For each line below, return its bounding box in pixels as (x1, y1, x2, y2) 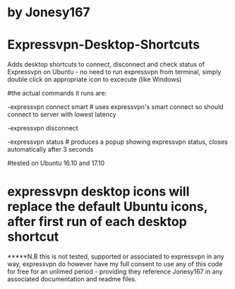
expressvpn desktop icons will (7, 183, 190, 200)
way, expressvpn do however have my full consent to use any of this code (7, 260, 223, 268)
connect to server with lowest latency (7, 110, 116, 119)
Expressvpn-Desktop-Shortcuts (7, 37, 200, 53)
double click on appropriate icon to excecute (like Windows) (7, 75, 182, 84)
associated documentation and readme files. (7, 275, 137, 283)
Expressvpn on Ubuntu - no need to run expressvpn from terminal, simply (7, 68, 222, 76)
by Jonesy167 (7, 4, 90, 21)
